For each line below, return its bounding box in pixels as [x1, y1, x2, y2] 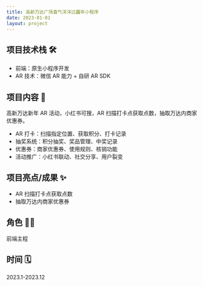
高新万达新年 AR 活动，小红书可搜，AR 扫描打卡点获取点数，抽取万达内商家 [6, 110, 197, 116]
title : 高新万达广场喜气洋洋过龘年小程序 [6, 9, 99, 15]
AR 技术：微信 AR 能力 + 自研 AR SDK [15, 72, 111, 80]
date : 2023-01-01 [6, 15, 51, 21]
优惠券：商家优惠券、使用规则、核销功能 [15, 145, 118, 152]
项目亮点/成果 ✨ [6, 173, 67, 183]
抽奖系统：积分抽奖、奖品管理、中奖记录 [15, 138, 118, 145]
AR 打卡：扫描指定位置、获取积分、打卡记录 [15, 130, 127, 137]
